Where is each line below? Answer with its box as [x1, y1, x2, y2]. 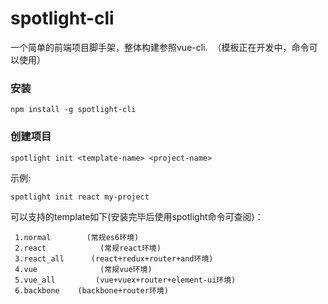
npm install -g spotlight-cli [10, 105, 137, 115]
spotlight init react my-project [10, 192, 150, 202]
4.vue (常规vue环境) [14, 264, 153, 274]
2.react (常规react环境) [14, 243, 162, 253]
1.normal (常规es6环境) [14, 232, 140, 242]
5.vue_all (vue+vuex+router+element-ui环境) [14, 275, 237, 285]
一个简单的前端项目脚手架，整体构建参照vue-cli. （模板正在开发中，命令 [10, 41, 310, 53]
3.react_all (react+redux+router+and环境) [14, 253, 214, 264]
